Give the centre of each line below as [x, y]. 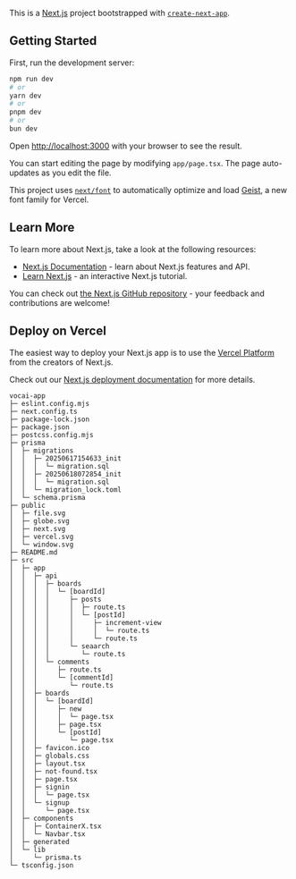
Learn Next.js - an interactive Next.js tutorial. [105, 275]
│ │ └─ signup [39, 803]
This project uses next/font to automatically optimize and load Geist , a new [148, 190]
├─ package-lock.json [50, 419]
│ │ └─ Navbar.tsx [48, 834]
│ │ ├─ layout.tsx [48, 764]
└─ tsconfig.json [42, 865]
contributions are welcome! [59, 302]
